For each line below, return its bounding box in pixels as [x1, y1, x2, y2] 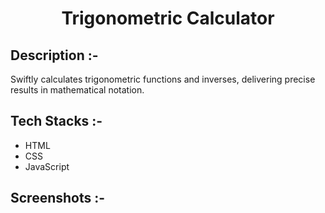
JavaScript [24, 160, 70, 172]
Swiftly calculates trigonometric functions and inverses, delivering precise [10, 73, 316, 85]
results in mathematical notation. [10, 84, 145, 96]
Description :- [10, 47, 99, 64]
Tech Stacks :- [10, 113, 103, 130]
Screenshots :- [10, 190, 106, 207]
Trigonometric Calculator [61, 7, 275, 30]
